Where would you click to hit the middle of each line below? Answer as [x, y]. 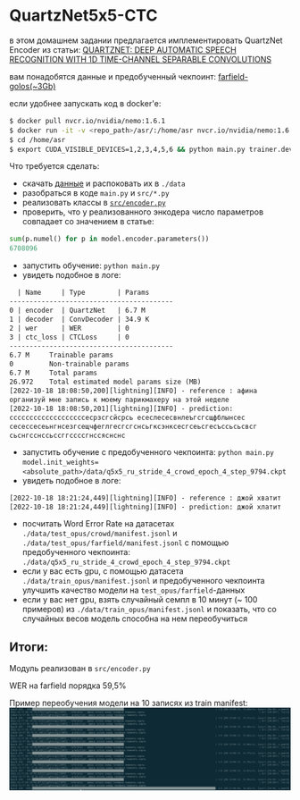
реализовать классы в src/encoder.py [94, 203]
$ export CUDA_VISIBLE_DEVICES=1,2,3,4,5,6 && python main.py [127, 149]
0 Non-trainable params [69, 364]
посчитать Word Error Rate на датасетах [98, 524]
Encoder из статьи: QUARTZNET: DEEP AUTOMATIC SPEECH [123, 49]
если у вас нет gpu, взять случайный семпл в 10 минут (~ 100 [140, 600]
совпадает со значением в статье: [88, 222]
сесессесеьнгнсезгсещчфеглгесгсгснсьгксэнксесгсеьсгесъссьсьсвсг [133, 427]
